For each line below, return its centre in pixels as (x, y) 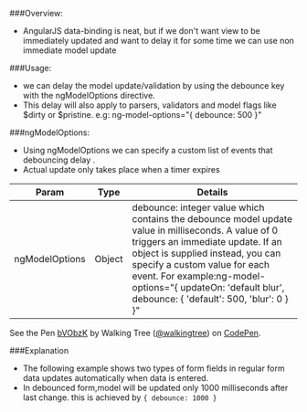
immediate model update (69, 50)
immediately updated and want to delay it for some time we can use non (159, 41)
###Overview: (37, 13)
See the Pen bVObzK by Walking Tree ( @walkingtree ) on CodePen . (135, 333)
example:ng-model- (222, 276)
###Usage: (31, 68)
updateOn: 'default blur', (232, 287)
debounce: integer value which (198, 207)
